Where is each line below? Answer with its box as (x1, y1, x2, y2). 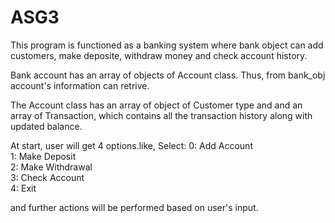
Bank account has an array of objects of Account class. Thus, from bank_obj (10, 69, 326, 81)
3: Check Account (10, 171, 85, 183)
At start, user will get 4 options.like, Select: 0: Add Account (10, 139, 253, 151)
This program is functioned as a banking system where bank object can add (10, 39, 324, 51)
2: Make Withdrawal (10, 161, 93, 173)
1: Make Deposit (10, 150, 77, 162)
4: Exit (10, 182, 37, 194)
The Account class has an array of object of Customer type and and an (10, 99, 303, 111)
